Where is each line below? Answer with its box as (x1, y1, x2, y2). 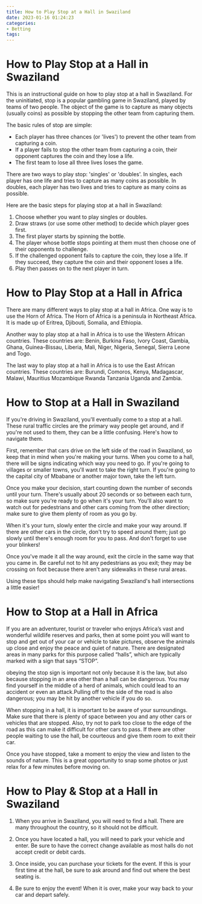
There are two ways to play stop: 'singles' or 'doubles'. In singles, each (6, 171, 183, 178)
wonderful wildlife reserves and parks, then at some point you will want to (6, 631, 190, 639)
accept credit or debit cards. (14, 848, 86, 856)
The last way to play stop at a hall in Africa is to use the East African (6, 361, 175, 369)
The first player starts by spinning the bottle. (14, 233, 125, 240)
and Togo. (6, 350, 31, 357)
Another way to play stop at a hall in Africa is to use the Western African (6, 331, 185, 338)
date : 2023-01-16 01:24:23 (6, 15, 74, 21)
